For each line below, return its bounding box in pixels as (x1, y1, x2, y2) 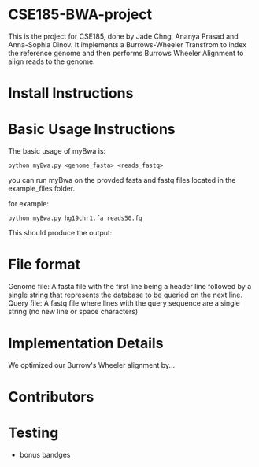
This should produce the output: (8, 228, 113, 238)
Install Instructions (8, 84, 134, 102)
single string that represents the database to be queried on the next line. (8, 290, 242, 299)
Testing (8, 424, 59, 442)
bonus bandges (19, 450, 71, 460)
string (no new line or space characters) (8, 307, 139, 316)
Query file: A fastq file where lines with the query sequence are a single (8, 298, 240, 308)
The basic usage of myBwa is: (8, 146, 106, 156)
